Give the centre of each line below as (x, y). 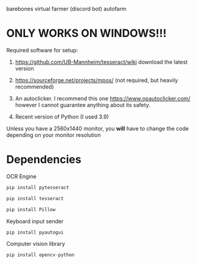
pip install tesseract (35, 198)
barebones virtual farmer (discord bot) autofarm (66, 9)
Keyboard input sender (35, 221)
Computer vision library (36, 244)
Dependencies (44, 160)
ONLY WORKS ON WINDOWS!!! (87, 33)
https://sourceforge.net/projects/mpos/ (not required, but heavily (96, 80)
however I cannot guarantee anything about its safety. (83, 105)
